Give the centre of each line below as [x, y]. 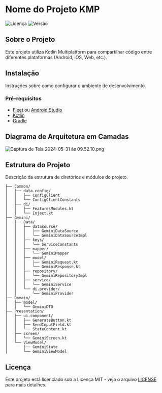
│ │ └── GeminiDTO [29, 307]
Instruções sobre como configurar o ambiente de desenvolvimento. [76, 86]
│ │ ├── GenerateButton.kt [38, 320]
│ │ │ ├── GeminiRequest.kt [42, 263]
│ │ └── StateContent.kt [36, 329]
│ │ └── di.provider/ [33, 289]
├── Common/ [18, 187]
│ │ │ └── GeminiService [38, 285]
